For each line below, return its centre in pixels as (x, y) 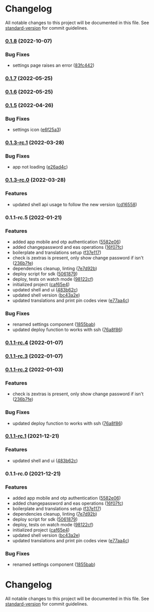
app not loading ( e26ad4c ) (40, 167)
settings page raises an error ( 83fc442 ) (53, 65)
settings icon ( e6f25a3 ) (37, 130)
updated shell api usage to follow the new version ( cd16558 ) (75, 204)
